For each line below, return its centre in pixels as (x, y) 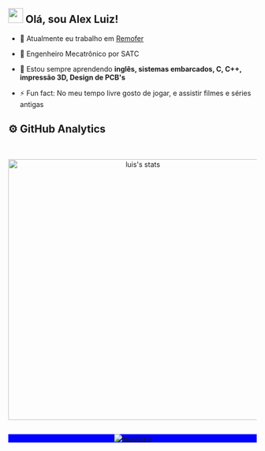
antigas (32, 104)
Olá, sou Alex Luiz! (72, 19)
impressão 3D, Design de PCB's (73, 77)
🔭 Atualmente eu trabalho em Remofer (82, 38)
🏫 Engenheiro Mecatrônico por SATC (79, 54)
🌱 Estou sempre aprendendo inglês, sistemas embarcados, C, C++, (131, 68)
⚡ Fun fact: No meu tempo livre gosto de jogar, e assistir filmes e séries (135, 93)
